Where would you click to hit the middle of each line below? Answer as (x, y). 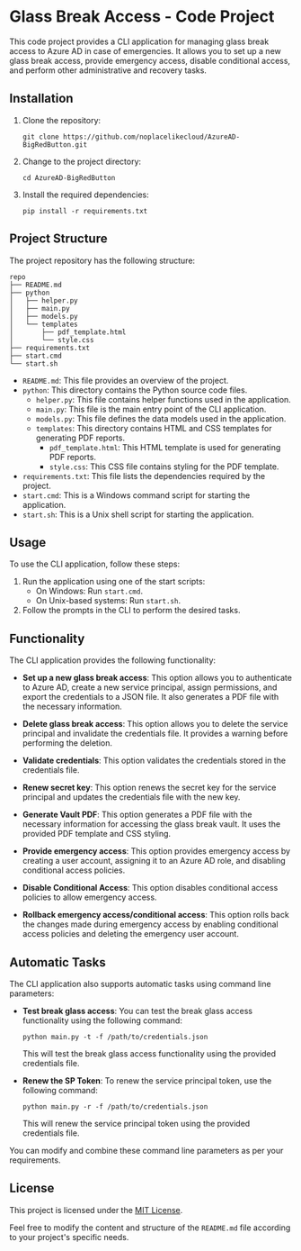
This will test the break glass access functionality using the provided (149, 1054)
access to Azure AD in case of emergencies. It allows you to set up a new (145, 50)
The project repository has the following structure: (102, 260)
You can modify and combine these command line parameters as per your (146, 1151)
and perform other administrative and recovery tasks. (108, 70)
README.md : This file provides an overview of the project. (125, 380)
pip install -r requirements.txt (85, 211)
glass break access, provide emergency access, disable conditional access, (150, 60)
